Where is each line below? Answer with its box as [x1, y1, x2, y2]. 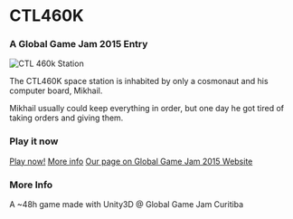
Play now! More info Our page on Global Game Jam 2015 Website [9, 156, 253, 167]
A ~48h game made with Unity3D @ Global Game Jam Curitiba [9, 199, 244, 210]
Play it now [9, 135, 59, 148]
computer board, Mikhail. [9, 85, 103, 96]
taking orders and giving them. [9, 112, 124, 123]
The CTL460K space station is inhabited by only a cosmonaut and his [9, 76, 269, 87]
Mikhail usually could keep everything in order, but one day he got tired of [9, 103, 285, 114]
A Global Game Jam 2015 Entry [9, 38, 148, 51]
